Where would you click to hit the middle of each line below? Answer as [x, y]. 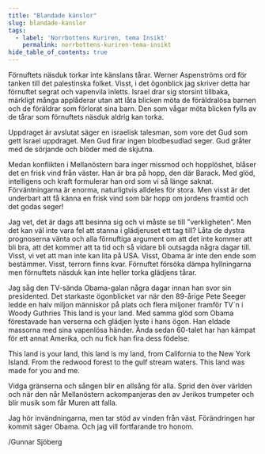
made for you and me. [44, 370]
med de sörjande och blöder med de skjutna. [81, 149]
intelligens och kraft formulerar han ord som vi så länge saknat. [111, 181]
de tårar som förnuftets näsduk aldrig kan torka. [86, 117]
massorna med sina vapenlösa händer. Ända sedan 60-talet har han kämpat [132, 330]
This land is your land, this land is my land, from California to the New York [129, 354]
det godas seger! [36, 206]
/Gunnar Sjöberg [35, 442]
